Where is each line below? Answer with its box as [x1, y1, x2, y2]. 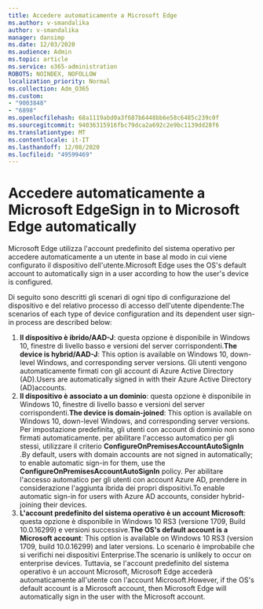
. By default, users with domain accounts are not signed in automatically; [19, 450, 254, 460]
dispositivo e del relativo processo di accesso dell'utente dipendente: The [8, 301, 245, 311]
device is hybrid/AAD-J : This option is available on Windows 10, [19, 349, 229, 359]
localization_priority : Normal [8, 77, 111, 85]
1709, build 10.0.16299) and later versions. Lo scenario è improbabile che [19, 542, 255, 552]
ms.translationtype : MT [8, 128, 86, 136]
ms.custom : [8, 92, 44, 100]
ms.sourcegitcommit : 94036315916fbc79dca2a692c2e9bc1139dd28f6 [8, 121, 220, 129]
